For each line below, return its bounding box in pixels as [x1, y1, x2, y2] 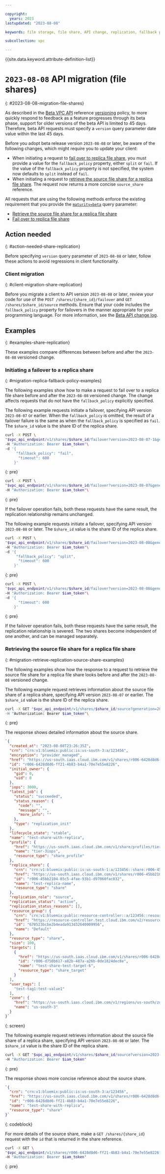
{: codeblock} [5, 1121, 33, 1127]
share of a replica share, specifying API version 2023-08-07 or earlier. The [5, 692, 154, 698]
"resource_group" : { [9, 908, 52, 913]
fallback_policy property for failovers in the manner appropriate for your [5, 307, 153, 313]
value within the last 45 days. [5, 131, 64, 137]
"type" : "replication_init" [14, 821, 71, 827]
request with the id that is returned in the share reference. [5, 1136, 123, 1142]
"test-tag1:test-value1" [14, 986, 65, 991]
